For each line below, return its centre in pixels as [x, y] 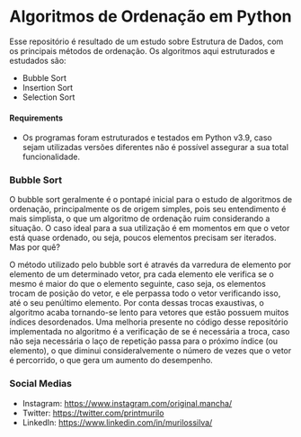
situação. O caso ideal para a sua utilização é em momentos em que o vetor [150, 228]
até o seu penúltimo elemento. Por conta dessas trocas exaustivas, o [137, 303]
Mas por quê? [35, 247]
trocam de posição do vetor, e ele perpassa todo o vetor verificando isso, [145, 293]
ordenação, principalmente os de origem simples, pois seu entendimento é [148, 210]
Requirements [36, 118]
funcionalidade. [51, 157]
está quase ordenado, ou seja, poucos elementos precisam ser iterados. [143, 238]
